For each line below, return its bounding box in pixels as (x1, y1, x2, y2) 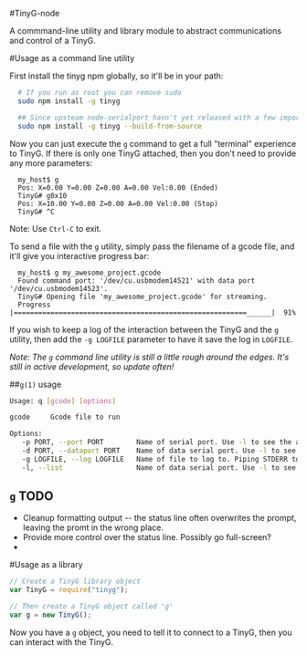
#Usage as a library (9, 559, 84, 570)
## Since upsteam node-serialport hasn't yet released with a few (17, 113, 276, 122)
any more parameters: (9, 157, 93, 168)
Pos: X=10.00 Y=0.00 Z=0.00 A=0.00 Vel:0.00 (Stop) (17, 199, 219, 208)
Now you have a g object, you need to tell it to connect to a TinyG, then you (9, 627, 292, 638)
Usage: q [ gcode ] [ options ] (9, 396, 117, 405)
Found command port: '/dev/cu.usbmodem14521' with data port (17, 276, 256, 286)
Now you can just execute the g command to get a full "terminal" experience (9, 138, 297, 149)
